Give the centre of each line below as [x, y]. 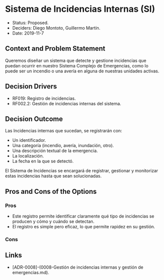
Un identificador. [29, 140]
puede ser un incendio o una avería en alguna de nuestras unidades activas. [82, 71]
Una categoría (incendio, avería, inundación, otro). [63, 146]
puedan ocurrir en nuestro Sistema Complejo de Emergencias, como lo [77, 65]
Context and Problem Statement [55, 48]
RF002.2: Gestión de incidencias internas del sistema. [67, 103]
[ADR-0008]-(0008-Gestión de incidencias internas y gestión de [78, 267]
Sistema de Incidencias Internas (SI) [80, 9]
